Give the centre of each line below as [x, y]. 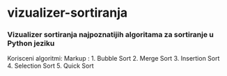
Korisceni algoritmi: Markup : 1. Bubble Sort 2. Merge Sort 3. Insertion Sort [113, 59]
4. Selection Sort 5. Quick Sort [50, 66]
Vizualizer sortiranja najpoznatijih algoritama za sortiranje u [110, 35]
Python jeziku [31, 43]
